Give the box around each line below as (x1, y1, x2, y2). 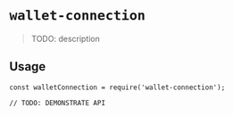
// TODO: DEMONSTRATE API (9, 98, 105, 107)
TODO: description (30, 33, 101, 44)
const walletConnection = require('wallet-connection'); (9, 83, 226, 92)
